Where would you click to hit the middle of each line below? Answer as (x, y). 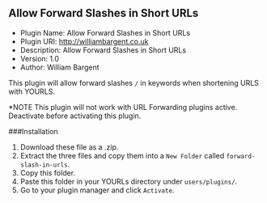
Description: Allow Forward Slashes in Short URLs (103, 50)
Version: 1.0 (39, 58)
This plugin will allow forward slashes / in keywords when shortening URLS (133, 82)
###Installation (33, 131)
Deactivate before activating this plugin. (75, 116)
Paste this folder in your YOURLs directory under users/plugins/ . (129, 181)
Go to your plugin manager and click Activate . (97, 190)
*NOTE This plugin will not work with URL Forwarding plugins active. (123, 107)
